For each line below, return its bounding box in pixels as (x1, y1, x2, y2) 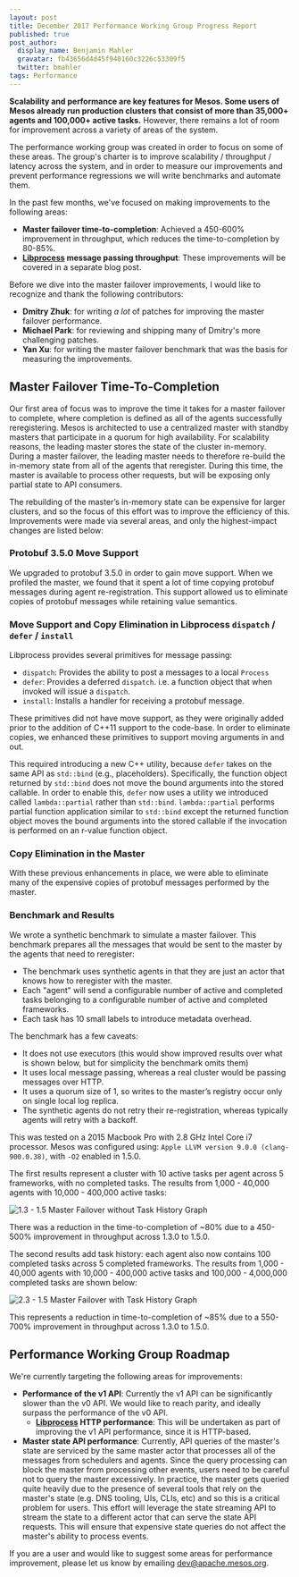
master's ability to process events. (21, 1531, 149, 1541)
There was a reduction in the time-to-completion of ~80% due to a (9, 1221, 255, 1232)
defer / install (9, 629, 74, 642)
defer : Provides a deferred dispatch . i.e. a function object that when (21, 677, 273, 687)
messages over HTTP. (21, 1076, 104, 1087)
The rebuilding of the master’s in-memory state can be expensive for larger (9, 496, 286, 507)
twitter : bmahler (17, 63, 82, 72)
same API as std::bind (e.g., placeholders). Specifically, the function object (9, 768, 287, 779)
